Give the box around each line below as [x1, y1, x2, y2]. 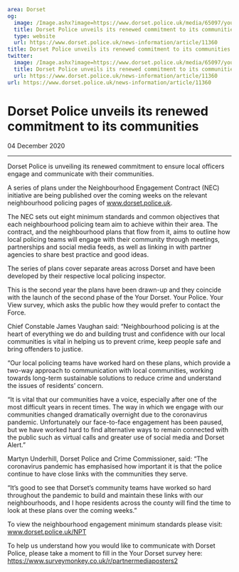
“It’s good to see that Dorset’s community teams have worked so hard [7, 484, 211, 492]
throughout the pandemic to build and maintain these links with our [7, 491, 204, 500]
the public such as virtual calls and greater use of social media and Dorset [7, 433, 225, 441]
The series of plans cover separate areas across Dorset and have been [7, 264, 216, 273]
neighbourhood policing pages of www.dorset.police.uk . [7, 199, 173, 208]
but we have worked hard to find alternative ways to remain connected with [7, 426, 229, 434]
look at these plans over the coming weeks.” [7, 506, 137, 515]
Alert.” [7, 441, 26, 449]
